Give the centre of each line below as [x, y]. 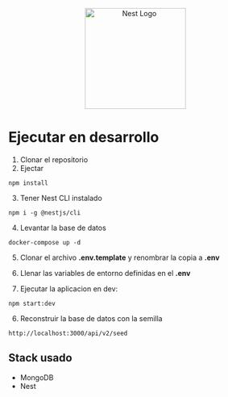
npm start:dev [32, 303]
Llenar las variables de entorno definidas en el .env [105, 273]
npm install [28, 183]
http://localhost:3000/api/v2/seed [68, 333]
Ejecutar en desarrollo [84, 138]
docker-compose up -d [45, 242]
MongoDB [37, 377]
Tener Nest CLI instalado [61, 198]
